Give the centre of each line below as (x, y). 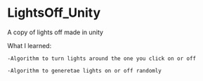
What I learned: (30, 45)
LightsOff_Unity (54, 13)
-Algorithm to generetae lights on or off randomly (84, 71)
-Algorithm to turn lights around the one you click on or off (102, 58)
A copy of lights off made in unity (55, 32)
